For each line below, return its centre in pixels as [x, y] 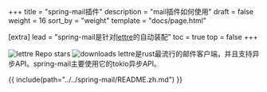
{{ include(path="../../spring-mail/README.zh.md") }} [96, 79]
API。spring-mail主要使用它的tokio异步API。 [88, 63]
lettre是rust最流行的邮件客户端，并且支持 [185, 54]
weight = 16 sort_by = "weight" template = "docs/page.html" [108, 21]
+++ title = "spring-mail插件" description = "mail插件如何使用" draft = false [131, 11]
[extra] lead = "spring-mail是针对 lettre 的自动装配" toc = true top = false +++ [133, 37]
